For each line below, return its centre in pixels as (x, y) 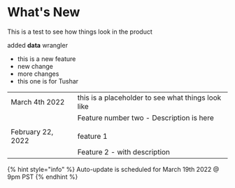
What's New (44, 12)
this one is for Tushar (48, 81)
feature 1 (92, 136)
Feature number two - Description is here (146, 118)
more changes (38, 74)
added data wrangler (38, 45)
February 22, (32, 132)
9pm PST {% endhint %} (43, 177)
